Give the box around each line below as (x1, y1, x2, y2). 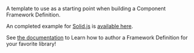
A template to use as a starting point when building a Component (6, 5, 166, 12)
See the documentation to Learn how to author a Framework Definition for (6, 34, 188, 41)
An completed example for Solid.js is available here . (6, 23, 133, 29)
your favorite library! (6, 41, 57, 47)
